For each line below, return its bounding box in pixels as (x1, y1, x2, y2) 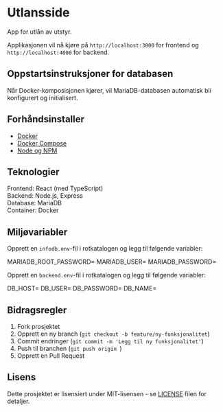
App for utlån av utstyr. (7, 27, 72, 36)
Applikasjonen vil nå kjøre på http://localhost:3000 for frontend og (7, 41, 199, 49)
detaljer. (7, 397, 30, 405)
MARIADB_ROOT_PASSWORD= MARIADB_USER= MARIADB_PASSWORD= (7, 257, 217, 266)
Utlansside (7, 5, 70, 21)
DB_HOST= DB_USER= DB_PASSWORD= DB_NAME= (7, 284, 157, 293)
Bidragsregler (7, 304, 67, 316)
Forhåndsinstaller (7, 113, 84, 125)
